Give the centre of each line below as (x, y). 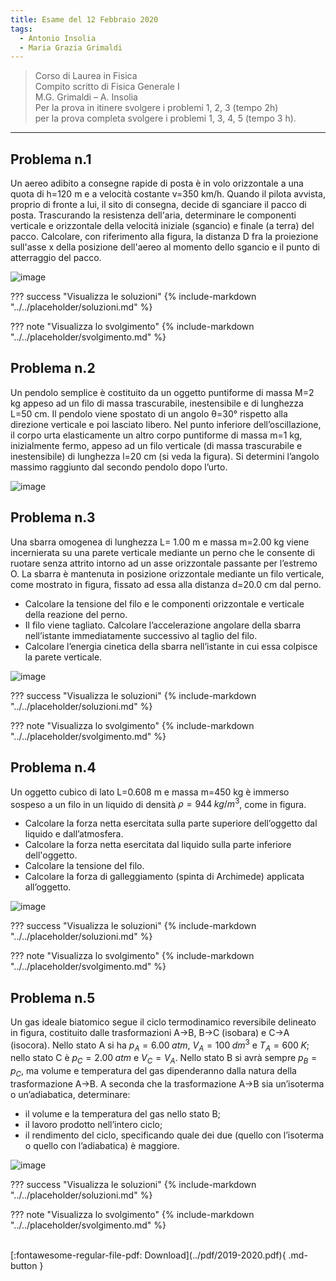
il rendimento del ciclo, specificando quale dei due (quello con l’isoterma (174, 1135)
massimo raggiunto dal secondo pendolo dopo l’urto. (119, 467)
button (24, 1266)
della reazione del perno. (76, 614)
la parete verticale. (63, 657)
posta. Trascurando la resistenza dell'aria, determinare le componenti (153, 215)
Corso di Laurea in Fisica (86, 76)
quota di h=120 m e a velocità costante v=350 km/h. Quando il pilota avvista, (168, 194)
